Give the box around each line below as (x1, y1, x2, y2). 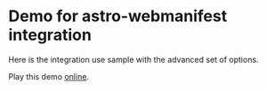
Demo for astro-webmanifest (8, 6, 228, 27)
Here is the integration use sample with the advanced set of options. (8, 54, 259, 64)
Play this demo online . (8, 71, 90, 81)
